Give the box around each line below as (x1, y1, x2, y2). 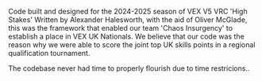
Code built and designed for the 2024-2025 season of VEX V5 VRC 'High (8, 7, 248, 16)
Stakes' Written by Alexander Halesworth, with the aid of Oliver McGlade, (8, 15, 248, 24)
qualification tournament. (8, 49, 91, 57)
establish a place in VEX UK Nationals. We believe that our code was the (8, 31, 245, 41)
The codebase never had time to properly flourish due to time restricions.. (8, 64, 250, 73)
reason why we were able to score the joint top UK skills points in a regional (8, 40, 256, 50)
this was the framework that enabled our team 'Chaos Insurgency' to (8, 24, 233, 32)
